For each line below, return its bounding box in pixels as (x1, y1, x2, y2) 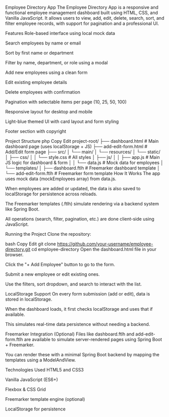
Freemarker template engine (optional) (5, 396, 85, 402)
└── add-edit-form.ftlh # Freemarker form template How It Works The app (5, 171, 160, 176)
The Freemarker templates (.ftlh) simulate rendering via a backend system (5, 201, 159, 206)
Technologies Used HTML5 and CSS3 (5, 367, 84, 372)
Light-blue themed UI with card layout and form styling (5, 118, 119, 124)
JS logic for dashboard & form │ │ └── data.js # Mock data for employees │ (5, 159, 164, 165)
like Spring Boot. (5, 206, 39, 212)
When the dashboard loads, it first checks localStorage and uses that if (5, 306, 153, 312)
